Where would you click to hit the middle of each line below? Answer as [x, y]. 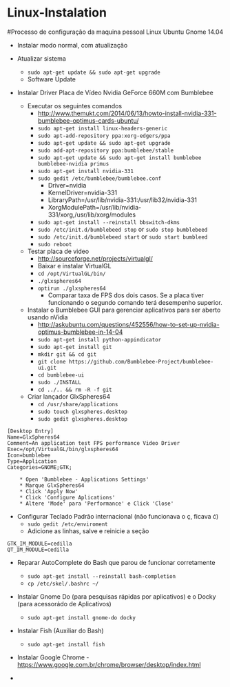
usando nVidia [48, 317]
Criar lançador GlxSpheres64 [69, 396]
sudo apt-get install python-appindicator [100, 339]
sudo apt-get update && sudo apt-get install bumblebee [119, 158]
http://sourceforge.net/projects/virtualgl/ [95, 258]
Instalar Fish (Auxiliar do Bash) [61, 630]
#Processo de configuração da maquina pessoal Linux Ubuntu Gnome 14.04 [115, 32]
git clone [52, 361]
